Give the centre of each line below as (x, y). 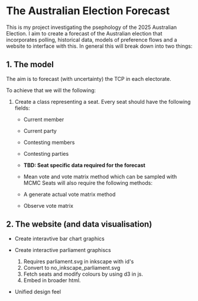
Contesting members (49, 142)
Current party (40, 130)
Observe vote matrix (48, 205)
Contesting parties (46, 153)
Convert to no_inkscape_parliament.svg (72, 267)
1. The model (30, 65)
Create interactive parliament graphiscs (63, 250)
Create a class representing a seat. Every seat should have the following (103, 102)
